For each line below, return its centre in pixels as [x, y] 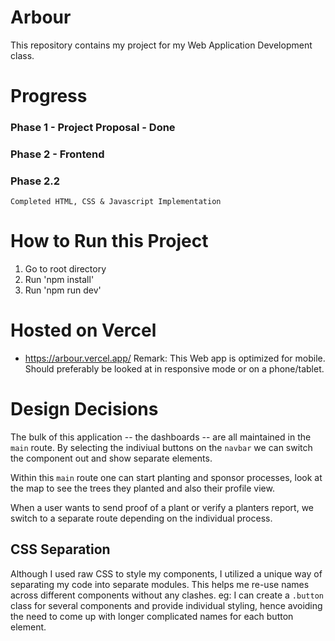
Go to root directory [65, 269]
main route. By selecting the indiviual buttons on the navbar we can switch [161, 448]
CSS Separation [60, 549]
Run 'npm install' [59, 280]
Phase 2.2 [35, 181]
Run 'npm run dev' [63, 290]
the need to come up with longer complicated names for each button [152, 616]
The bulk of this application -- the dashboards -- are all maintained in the [161, 437]
